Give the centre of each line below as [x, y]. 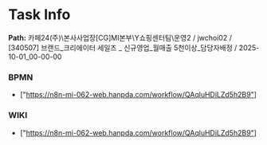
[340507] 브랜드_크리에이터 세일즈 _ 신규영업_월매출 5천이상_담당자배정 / [123, 47]
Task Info [39, 15]
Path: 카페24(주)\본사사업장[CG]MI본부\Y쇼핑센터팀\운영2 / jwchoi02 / [120, 37]
